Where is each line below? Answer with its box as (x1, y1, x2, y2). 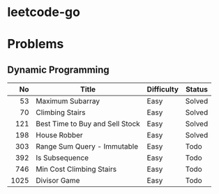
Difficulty (146, 84, 179, 94)
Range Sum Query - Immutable (36, 142, 138, 151)
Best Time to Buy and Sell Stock (36, 119, 141, 129)
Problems (7, 36, 64, 52)
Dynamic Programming (7, 64, 109, 75)
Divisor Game (36, 176, 80, 186)
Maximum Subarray (36, 96, 100, 106)
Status (186, 84, 208, 94)
